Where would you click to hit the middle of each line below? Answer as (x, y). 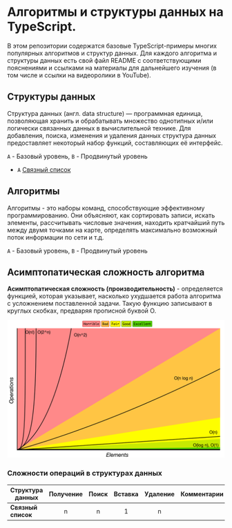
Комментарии (202, 493)
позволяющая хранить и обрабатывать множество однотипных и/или (110, 121)
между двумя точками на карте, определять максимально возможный (112, 230)
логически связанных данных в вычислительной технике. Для (99, 128)
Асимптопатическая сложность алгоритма (106, 272)
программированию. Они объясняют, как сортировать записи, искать (111, 215)
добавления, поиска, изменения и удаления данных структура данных (112, 135)
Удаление (159, 493)
